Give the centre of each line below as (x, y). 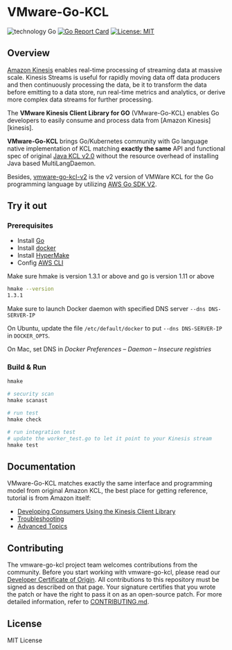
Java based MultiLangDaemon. (52, 163)
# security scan (30, 394)
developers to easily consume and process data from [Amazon (97, 120)
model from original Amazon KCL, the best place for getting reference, (107, 491)
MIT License (25, 640)
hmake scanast (28, 401)
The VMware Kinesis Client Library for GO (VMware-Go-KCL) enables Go (113, 112)
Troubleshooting (41, 519)
